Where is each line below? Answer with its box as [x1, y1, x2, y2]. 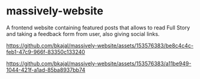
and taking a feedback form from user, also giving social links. [6, 30, 160, 37]
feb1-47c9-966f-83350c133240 [6, 48, 85, 55]
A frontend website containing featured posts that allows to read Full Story [6, 24, 190, 31]
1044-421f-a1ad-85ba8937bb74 [6, 66, 86, 73]
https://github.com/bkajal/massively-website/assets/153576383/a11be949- [6, 60, 192, 67]
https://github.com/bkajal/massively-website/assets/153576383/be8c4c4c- [6, 42, 194, 49]
